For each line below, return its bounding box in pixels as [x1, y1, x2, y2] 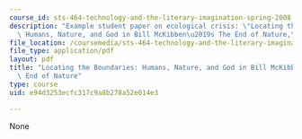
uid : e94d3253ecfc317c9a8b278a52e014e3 [9, 88, 159, 97]
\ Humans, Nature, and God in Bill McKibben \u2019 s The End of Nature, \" [17, 30, 299, 39]
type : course [9, 80, 58, 89]
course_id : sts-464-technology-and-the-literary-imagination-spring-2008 [9, 13, 292, 22]
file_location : [9, 38, 67, 48]
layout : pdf [9, 55, 54, 64]
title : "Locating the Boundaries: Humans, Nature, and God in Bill [9, 64, 268, 73]
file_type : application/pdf [9, 47, 115, 56]
